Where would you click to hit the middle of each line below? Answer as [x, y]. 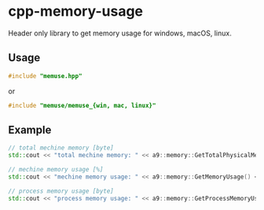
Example [30, 129]
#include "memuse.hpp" [45, 76]
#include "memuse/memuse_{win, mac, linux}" [82, 105]
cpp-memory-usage [76, 11]
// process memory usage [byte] [61, 191]
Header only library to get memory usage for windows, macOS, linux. [120, 33]
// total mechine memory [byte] [61, 148]
